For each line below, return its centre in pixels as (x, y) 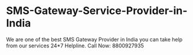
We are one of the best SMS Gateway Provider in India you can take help (94, 39)
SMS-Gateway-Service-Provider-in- (97, 11)
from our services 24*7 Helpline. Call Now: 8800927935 (75, 46)
